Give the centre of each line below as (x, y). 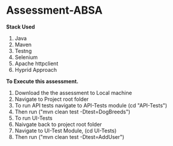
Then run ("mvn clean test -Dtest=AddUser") (69, 137)
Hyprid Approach (36, 69)
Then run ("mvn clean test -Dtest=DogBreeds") (72, 112)
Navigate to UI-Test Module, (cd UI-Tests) (65, 131)
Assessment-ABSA (54, 10)
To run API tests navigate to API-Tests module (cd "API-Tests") (91, 105)
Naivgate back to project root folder (58, 124)
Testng (23, 50)
